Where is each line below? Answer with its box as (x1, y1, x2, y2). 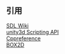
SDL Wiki (6, 22, 29, 29)
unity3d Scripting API (6, 28, 59, 35)
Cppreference (6, 35, 41, 42)
